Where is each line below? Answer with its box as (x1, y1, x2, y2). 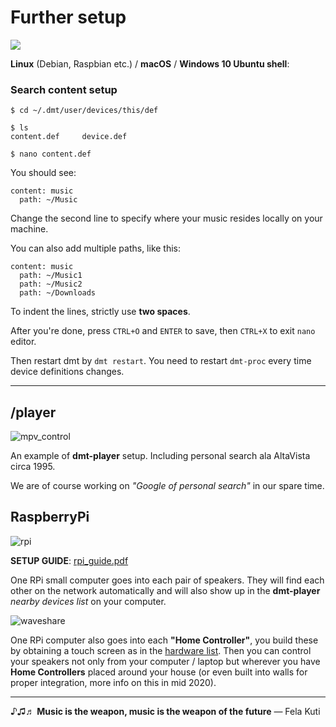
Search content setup (10, 82, 118, 96)
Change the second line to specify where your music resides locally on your (10, 212, 323, 225)
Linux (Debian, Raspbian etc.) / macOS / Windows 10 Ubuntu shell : (10, 57, 290, 70)
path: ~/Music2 (19, 279, 83, 290)
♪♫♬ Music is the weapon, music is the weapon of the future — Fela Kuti (10, 705, 321, 717)
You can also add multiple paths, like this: (10, 242, 182, 255)
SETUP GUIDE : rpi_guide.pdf (10, 554, 129, 566)
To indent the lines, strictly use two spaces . (10, 306, 191, 318)
